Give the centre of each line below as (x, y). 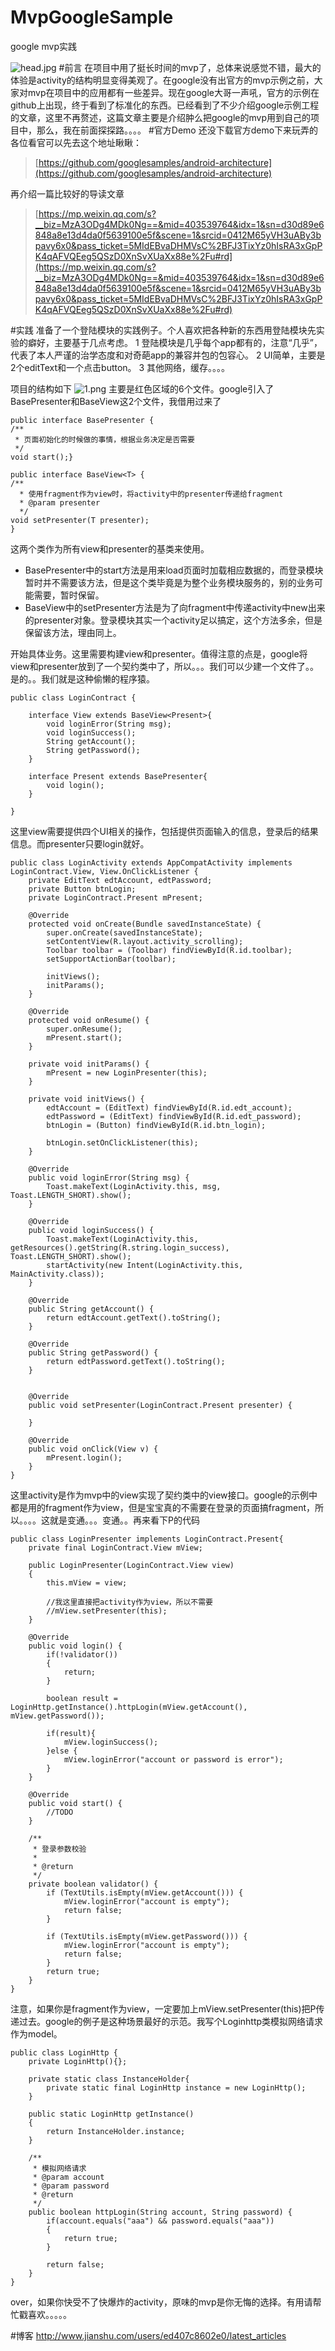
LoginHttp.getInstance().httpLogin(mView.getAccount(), (129, 1707)
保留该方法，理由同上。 (73, 632)
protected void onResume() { (89, 1020)
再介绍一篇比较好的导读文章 (67, 193)
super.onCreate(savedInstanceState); (124, 932)
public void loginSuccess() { (91, 1230)
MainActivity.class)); (57, 1274)
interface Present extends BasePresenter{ (118, 776)
